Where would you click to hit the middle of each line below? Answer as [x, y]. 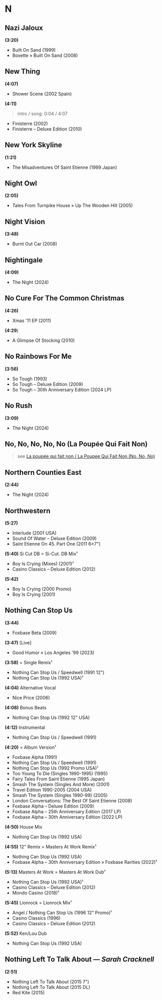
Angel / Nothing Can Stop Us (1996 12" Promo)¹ [62, 912]
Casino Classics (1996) [36, 918]
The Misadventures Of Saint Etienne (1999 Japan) [65, 167]
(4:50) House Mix [24, 827]
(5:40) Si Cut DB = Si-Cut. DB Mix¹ [41, 554]
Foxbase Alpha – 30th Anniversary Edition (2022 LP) [67, 817]
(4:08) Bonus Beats [26, 707]
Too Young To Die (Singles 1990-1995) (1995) [60, 773]
